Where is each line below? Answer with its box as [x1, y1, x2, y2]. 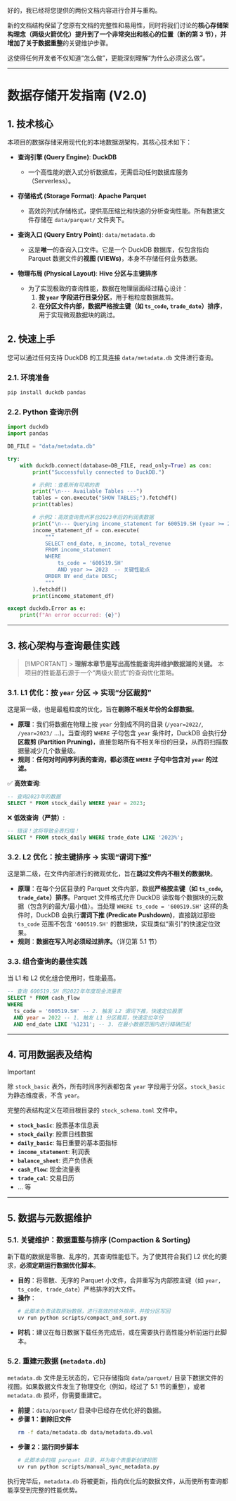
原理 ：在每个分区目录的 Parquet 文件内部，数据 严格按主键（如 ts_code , [17, 884, 223, 893]
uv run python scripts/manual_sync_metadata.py [17, 1463, 159, 1470]
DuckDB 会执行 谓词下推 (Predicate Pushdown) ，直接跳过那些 [36, 911, 216, 919]
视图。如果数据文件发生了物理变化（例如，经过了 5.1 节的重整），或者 [7, 1383, 206, 1391]
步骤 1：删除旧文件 [17, 1415, 72, 1423]
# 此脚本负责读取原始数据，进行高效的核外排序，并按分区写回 [17, 1308, 171, 1315]
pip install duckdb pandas [7, 389, 86, 396]
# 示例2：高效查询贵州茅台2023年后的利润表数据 [32, 514, 155, 521]
